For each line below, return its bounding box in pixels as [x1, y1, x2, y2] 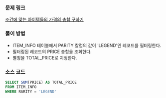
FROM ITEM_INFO [5, 84, 37, 90]
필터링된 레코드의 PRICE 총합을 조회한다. [12, 49, 92, 54]
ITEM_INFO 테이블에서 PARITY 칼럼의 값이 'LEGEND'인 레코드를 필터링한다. [12, 42, 162, 48]
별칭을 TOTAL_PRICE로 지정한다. [12, 54, 77, 60]
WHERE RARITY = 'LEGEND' [5, 89, 57, 94]
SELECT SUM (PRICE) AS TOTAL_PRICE [5, 80, 77, 85]
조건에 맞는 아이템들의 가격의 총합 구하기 [5, 16, 84, 23]
